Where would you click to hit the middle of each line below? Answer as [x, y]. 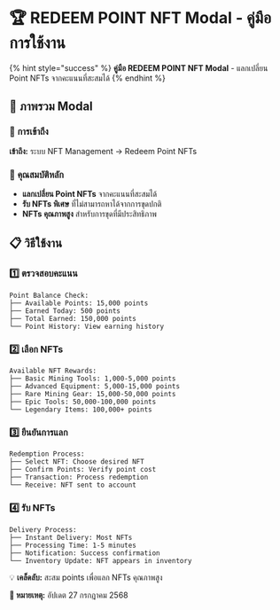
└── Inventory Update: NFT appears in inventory [101, 560]
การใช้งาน [38, 43]
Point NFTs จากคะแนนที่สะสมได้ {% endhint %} [88, 78]
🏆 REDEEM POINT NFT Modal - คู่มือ [140, 18]
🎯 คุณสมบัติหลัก [37, 175]
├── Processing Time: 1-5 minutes [73, 545]
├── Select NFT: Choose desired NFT [77, 462]
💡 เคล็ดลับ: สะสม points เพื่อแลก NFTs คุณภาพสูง [86, 577]
